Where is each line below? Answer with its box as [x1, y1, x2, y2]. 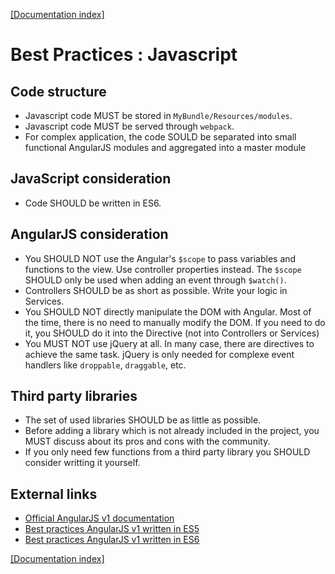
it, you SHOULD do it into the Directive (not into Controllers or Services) [24, 327, 320, 339]
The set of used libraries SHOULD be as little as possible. [24, 414, 262, 426]
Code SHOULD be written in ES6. [24, 197, 162, 209]
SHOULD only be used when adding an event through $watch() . [24, 274, 287, 286]
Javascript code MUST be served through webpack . [24, 120, 235, 132]
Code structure [10, 83, 107, 100]
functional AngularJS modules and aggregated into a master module [24, 142, 307, 153]
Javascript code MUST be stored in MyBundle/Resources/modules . [24, 110, 293, 121]
